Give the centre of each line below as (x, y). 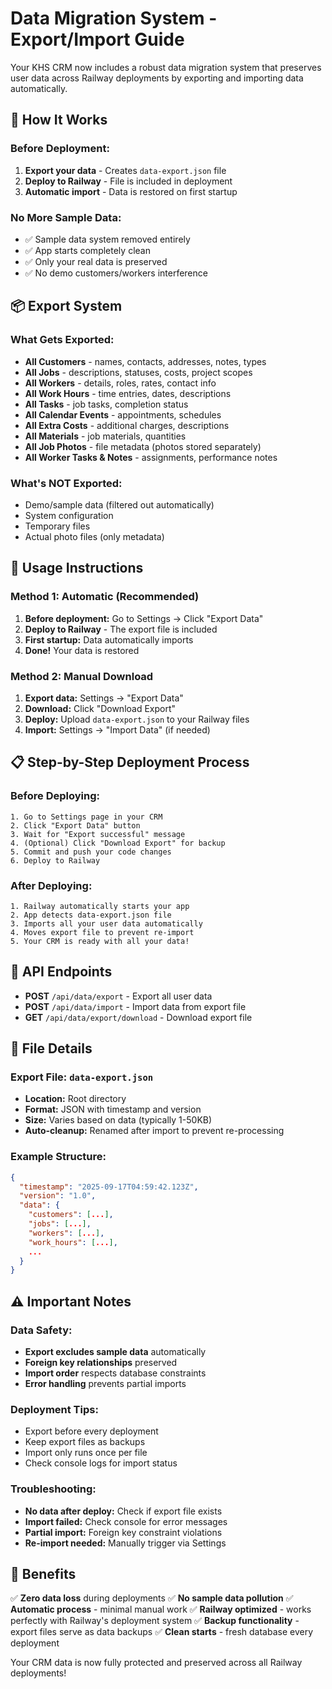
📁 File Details (51, 1048)
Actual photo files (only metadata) (94, 536)
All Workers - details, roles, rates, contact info (120, 383)
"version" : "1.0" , (58, 1196)
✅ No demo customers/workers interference (116, 273)
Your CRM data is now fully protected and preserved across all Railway (156, 1663)
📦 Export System (66, 306)
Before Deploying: (55, 796)
